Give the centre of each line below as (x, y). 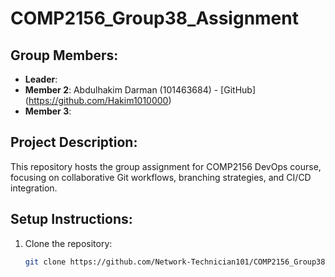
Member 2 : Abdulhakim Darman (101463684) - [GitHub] (140, 90)
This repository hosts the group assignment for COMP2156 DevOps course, (166, 166)
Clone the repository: (68, 243)
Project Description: (74, 142)
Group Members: (64, 55)
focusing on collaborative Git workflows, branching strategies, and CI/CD (161, 177)
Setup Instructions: (71, 219)
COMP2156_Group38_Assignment (154, 18)
